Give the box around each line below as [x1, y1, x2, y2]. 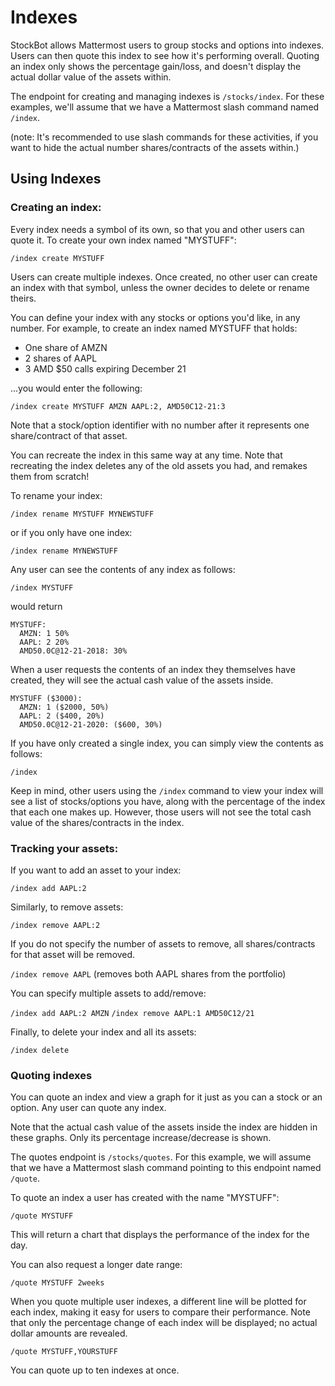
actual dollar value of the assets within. [10, 71, 172, 83]
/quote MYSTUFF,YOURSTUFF [10, 1347, 118, 1357]
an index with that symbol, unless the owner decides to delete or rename [10, 281, 310, 293]
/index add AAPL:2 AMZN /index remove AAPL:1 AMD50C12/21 [10, 1008, 255, 1018]
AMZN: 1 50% [19, 628, 70, 638]
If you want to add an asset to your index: [10, 864, 182, 876]
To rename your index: [10, 489, 103, 501]
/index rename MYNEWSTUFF [10, 546, 118, 556]
